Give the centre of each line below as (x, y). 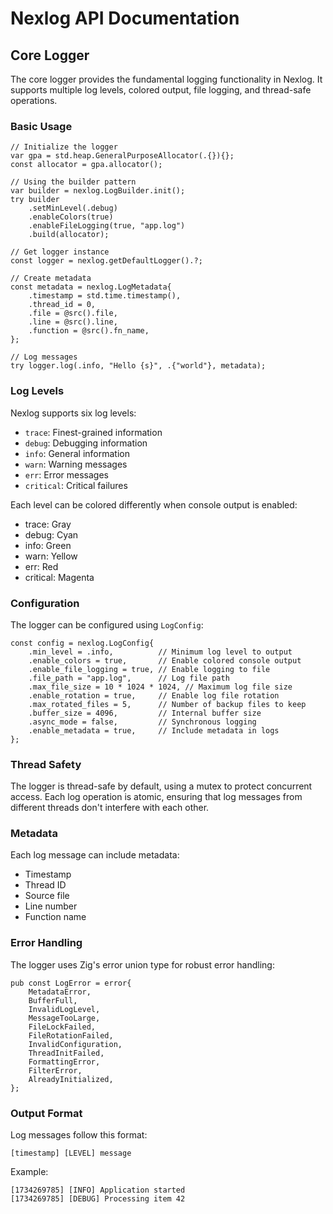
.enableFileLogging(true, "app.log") (107, 226)
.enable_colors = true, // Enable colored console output (165, 660)
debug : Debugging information (86, 443)
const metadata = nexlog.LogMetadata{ (91, 287)
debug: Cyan (51, 534)
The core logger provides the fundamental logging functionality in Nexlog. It (166, 79)
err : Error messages (67, 474)
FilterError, (55, 1070)
